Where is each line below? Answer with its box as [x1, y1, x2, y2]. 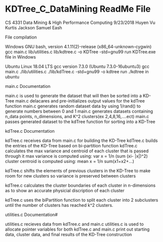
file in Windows [5, 54, 36, 60]
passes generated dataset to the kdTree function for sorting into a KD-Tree [5, 119, 155, 124]
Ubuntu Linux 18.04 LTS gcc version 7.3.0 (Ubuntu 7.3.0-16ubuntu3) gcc [5, 63, 150, 69]
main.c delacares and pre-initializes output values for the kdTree [15, 98, 145, 103]
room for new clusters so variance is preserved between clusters [5, 173, 136, 179]
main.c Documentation [5, 83, 51, 89]
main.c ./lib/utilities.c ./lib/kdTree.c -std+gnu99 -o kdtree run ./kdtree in [5, 68, 149, 74]
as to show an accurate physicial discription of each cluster [5, 187, 125, 193]
